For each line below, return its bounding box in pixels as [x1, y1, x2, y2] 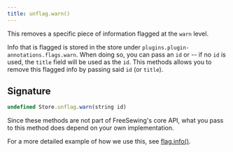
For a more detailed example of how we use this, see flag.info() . [7, 137, 191, 146]
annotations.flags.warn [7, 52, 77, 59]
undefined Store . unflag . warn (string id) [7, 104, 127, 111]
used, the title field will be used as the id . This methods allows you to [7, 57, 212, 66]
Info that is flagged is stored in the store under [7, 43, 141, 51]
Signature [7, 85, 51, 98]
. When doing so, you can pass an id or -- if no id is [76, 50, 226, 59]
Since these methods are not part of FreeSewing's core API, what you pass [7, 116, 224, 125]
